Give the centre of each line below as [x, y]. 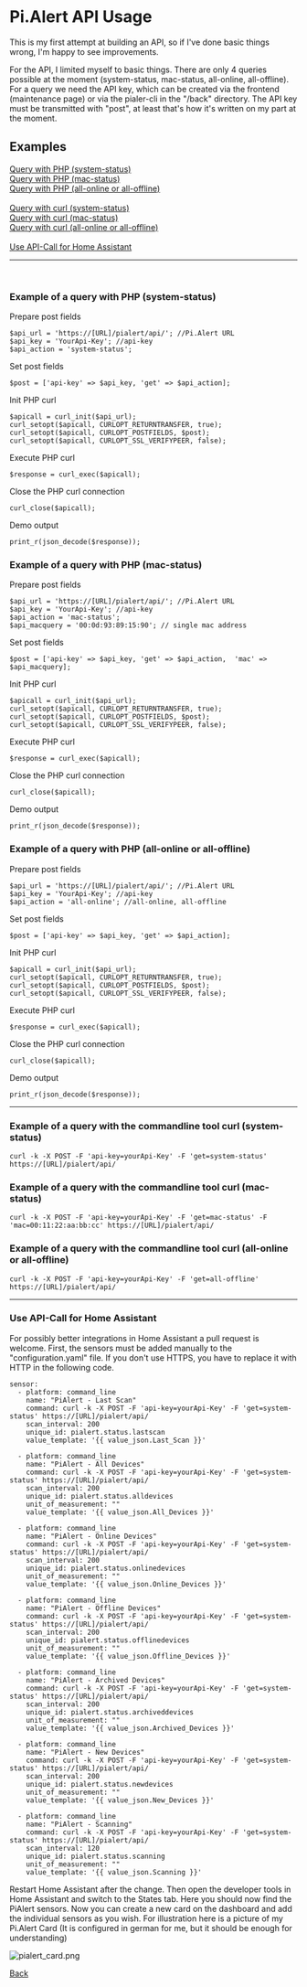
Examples [38, 147]
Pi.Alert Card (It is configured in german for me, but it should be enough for [151, 1928]
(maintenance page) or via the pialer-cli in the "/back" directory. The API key [153, 99]
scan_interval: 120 [63, 1848]
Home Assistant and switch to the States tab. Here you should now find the [151, 1898]
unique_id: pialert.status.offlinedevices [108, 1640]
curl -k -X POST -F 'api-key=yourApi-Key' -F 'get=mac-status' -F [138, 1218]
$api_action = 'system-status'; [71, 349]
